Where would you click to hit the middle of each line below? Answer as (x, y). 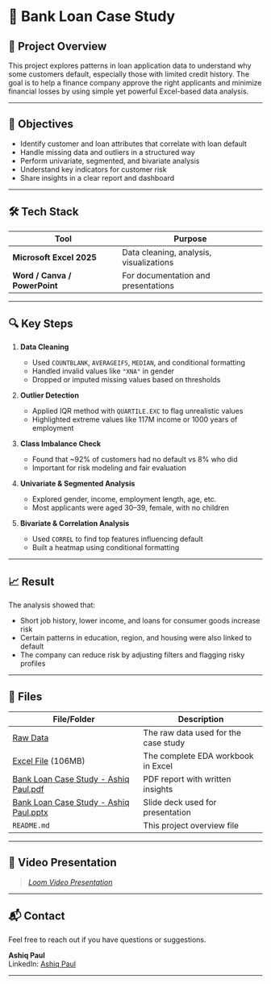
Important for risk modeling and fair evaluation (109, 468)
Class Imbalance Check (60, 444)
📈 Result (31, 581)
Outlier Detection (49, 395)
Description (201, 719)
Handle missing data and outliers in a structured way (107, 152)
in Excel (158, 766)
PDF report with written (187, 779)
